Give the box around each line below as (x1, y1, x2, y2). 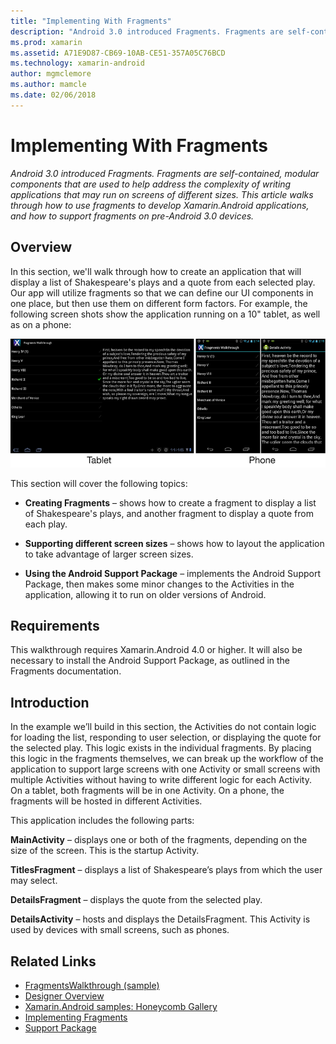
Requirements (10, 617, 100, 634)
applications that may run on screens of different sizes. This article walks (10, 188, 314, 200)
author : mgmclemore (10, 69, 92, 79)
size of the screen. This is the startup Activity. (10, 845, 200, 857)
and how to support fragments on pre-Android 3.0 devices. (10, 210, 255, 222)
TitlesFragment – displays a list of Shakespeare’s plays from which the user (10, 864, 323, 876)
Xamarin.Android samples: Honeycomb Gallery (24, 1000, 218, 1012)
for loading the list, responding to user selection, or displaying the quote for (10, 731, 322, 744)
